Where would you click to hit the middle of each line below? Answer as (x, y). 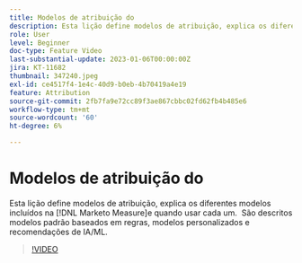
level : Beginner (40, 43)
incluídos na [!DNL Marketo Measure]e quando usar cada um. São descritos (151, 213)
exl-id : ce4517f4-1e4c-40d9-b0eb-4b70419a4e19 (98, 84)
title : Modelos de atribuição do (72, 18)
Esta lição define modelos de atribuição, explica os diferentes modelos (140, 203)
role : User (30, 34)
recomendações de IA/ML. (58, 232)
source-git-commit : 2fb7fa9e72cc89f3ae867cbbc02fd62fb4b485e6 (128, 101)
